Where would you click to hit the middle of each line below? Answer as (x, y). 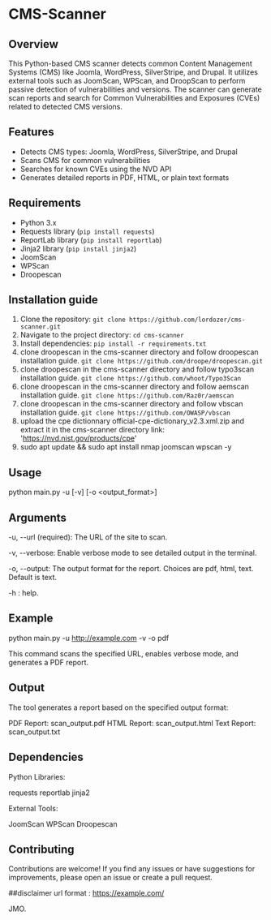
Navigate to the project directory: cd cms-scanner (102, 335)
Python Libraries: (37, 776)
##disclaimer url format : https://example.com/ (86, 893)
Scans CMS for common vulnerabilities (85, 160)
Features (31, 132)
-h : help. (24, 593)
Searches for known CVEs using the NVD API (96, 169)
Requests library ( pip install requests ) (88, 231)
